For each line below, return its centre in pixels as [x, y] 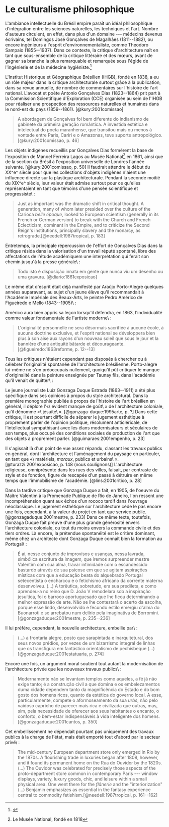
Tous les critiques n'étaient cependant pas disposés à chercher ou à [76, 359]
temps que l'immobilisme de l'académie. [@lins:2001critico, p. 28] [73, 480]
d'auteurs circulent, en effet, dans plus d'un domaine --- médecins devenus [84, 34]
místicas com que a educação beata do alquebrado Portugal [80, 575]
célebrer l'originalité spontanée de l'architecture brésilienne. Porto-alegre [81, 364]
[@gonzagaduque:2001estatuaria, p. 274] [61, 654]
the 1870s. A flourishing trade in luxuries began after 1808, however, [88, 758]
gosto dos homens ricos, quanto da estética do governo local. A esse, [90, 695]
